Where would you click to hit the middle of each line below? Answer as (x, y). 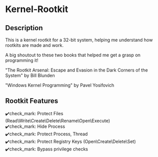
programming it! (22, 60)
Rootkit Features (32, 101)
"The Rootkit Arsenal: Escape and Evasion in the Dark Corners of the (76, 70)
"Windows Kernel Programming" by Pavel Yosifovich (60, 85)
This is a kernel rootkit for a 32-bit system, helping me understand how (79, 40)
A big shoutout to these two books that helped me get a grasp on (73, 55)
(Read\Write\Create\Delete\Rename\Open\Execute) (58, 121)
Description (24, 28)
